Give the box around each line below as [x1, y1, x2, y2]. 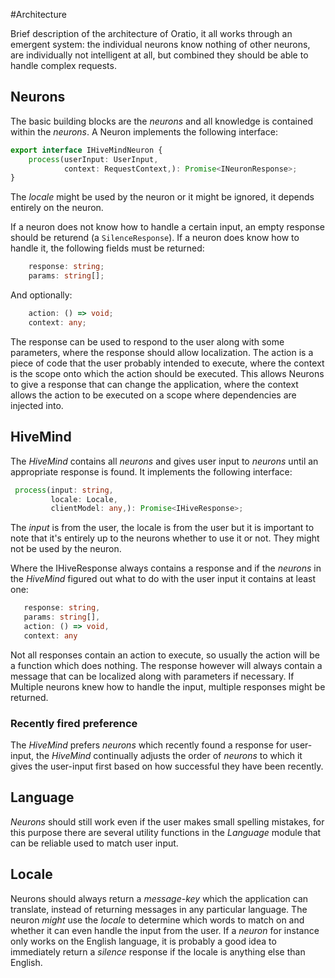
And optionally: [10, 289, 73, 301]
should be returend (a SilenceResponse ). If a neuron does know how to [10, 232, 300, 244]
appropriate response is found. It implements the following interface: [10, 465, 293, 478]
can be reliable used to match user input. [10, 837, 179, 849]
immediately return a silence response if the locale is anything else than [10, 945, 306, 958]
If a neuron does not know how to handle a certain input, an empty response [10, 221, 325, 233]
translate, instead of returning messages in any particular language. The [10, 903, 308, 915]
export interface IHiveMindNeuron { [10, 145, 163, 155]
